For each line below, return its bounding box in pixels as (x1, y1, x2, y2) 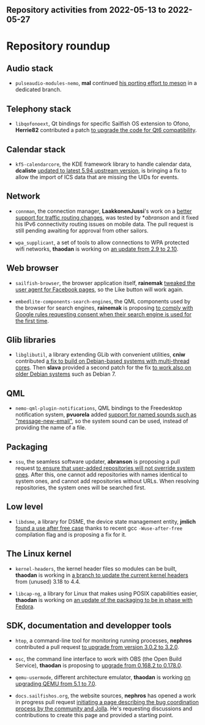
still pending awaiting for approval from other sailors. (15, 226, 149, 234)
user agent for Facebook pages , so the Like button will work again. (15, 286, 184, 293)
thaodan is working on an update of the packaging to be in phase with (15, 596, 193, 603)
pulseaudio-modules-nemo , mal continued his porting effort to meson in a (15, 80, 197, 87)
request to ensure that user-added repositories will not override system (15, 464, 196, 472)
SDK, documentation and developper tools (6, 620, 172, 631)
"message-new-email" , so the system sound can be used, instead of (15, 417, 188, 425)
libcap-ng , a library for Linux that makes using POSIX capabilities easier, (15, 590, 198, 597)
